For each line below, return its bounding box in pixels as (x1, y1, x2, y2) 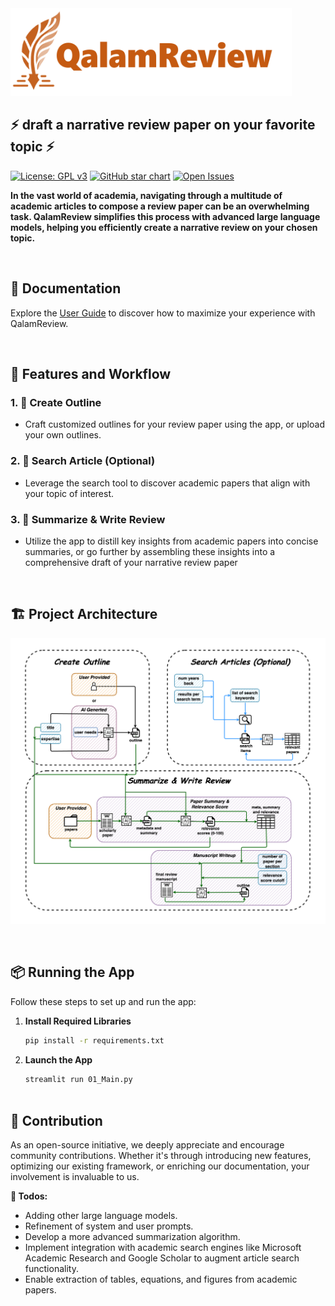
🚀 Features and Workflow (10, 366, 172, 383)
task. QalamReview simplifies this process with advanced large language (10, 210, 321, 222)
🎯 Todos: (10, 1190, 48, 1202)
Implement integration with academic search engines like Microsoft (24, 1242, 302, 1254)
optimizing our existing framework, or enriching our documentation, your (10, 1160, 310, 1172)
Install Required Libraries (24, 1015, 132, 1027)
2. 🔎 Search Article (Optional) (10, 454, 156, 468)
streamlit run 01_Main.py (24, 1074, 133, 1084)
